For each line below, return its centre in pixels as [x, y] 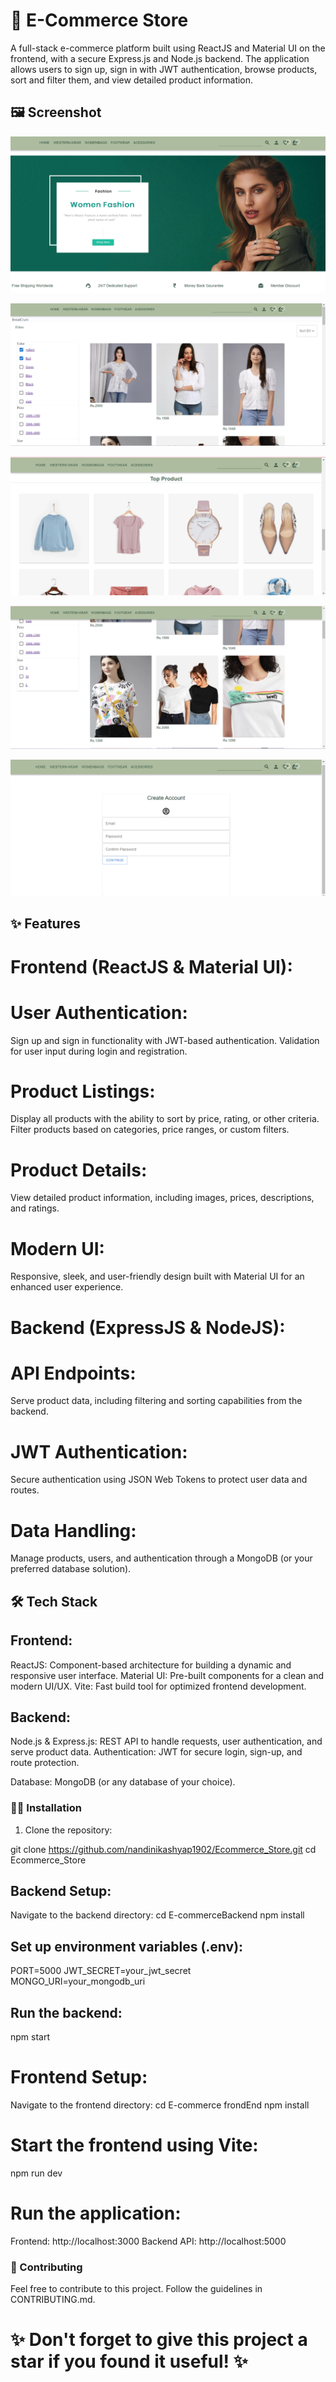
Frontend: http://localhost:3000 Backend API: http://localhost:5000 [148, 2241]
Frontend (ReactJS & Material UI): [151, 966]
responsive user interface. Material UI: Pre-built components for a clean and [167, 1675]
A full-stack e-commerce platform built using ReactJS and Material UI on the [168, 48]
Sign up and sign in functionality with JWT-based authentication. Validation [165, 1040]
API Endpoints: [73, 1373]
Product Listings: [83, 1091]
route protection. [45, 1763]
